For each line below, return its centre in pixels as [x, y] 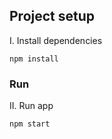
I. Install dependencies [56, 40]
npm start [30, 124]
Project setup [52, 16]
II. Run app [31, 106]
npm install [34, 59]
